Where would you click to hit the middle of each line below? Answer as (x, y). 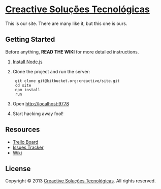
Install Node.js (27, 62)
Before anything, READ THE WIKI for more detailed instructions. (72, 51)
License (18, 168)
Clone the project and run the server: (51, 71)
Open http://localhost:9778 (41, 103)
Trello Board (25, 142)
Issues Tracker (28, 147)
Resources (23, 130)
